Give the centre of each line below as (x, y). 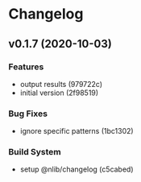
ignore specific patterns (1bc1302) (77, 131)
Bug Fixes (28, 114)
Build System (35, 152)
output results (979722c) (61, 84)
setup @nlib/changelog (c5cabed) (77, 169)
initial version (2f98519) (59, 93)
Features (26, 67)
